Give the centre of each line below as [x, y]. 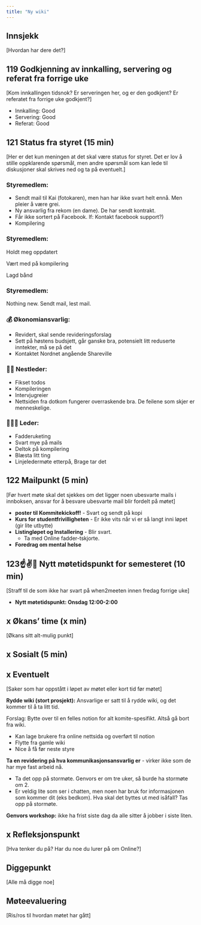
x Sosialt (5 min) [37, 654]
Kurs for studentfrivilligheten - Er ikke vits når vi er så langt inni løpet [101, 519]
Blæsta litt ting [33, 455]
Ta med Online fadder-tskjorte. [62, 538]
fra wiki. [16, 725]
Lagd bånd [19, 275]
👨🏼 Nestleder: [27, 370]
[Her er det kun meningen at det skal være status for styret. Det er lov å [94, 157]
